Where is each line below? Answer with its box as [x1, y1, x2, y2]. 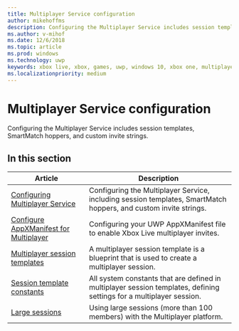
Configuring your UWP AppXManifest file [88, 219, 226, 229]
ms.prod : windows [7, 51, 59, 58]
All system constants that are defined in [88, 273, 222, 283]
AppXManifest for [11, 224, 70, 233]
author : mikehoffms [7, 17, 65, 24]
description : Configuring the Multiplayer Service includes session [7, 23, 215, 31]
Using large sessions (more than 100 [88, 303, 213, 313]
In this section [7, 152, 72, 164]
